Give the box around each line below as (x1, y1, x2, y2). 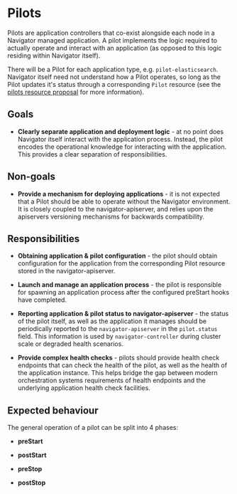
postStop (17, 478, 46, 487)
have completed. (17, 295, 67, 304)
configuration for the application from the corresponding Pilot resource (17, 259, 226, 268)
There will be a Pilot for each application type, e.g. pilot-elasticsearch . (7, 65, 219, 73)
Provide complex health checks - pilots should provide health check (17, 354, 220, 362)
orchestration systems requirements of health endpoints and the (17, 376, 206, 385)
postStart (17, 451, 47, 460)
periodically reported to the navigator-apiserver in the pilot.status (17, 325, 218, 333)
